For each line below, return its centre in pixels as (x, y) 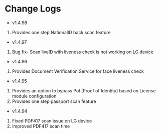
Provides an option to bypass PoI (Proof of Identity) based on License (84, 90)
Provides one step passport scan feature (54, 101)
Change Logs (33, 9)
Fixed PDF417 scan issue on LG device (52, 120)
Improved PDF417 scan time (41, 126)
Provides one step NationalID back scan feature (61, 32)
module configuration (34, 96)
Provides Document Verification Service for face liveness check (78, 71)
